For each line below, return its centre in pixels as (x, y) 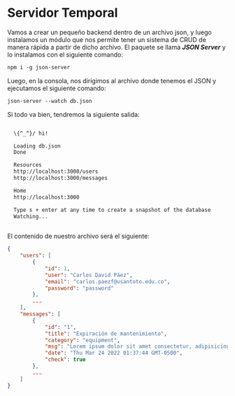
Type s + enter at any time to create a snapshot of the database (112, 210)
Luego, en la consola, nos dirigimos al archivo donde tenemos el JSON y (112, 80)
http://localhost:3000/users (56, 172)
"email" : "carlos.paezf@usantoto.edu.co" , (107, 281)
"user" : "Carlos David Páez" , (88, 275)
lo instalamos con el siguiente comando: (65, 55)
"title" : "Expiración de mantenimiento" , (106, 334)
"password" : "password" (79, 288)
